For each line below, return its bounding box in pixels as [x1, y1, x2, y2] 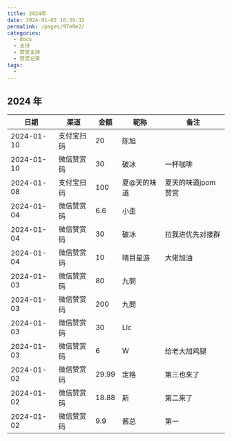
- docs [13, 36, 32, 43]
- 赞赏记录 [13, 55, 41, 62]
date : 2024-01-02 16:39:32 [7, 17, 85, 24]
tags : [7, 62, 23, 69]
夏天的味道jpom [164, 178, 216, 188]
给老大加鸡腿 [164, 347, 207, 357]
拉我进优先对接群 [164, 230, 221, 240]
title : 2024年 [7, 10, 47, 17]
